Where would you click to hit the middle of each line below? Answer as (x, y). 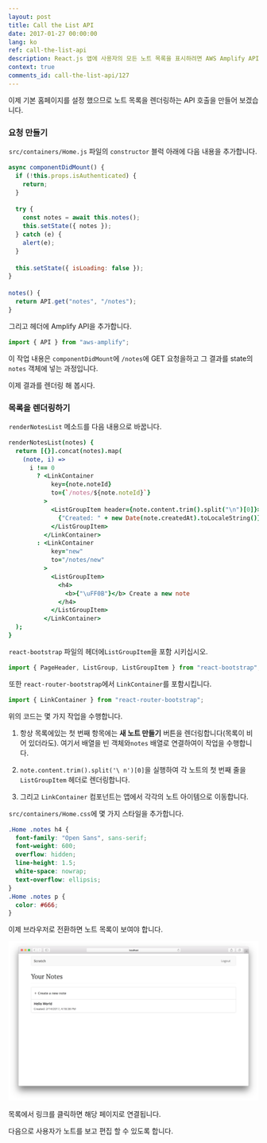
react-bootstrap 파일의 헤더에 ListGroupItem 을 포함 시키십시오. (108, 651)
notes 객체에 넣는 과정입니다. (53, 368)
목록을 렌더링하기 (39, 408)
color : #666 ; (37, 905)
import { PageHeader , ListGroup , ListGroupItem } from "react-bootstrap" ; (135, 668)
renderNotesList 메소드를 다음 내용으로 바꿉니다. (85, 426)
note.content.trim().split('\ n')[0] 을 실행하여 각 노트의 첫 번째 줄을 (133, 769)
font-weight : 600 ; (46, 847)
